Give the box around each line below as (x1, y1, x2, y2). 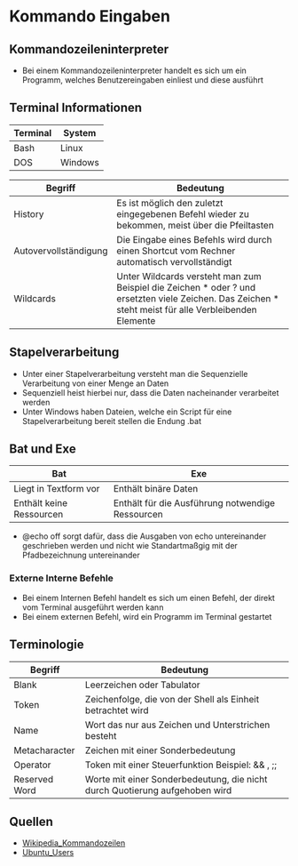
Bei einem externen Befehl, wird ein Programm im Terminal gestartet (21, 611, 272, 621)
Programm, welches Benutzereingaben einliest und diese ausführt (21, 75, 263, 85)
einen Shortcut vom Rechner (116, 245, 236, 257)
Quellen (9, 814, 53, 829)
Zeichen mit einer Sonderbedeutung (84, 744, 236, 757)
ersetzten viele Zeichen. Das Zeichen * (116, 292, 279, 304)
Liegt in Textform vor (13, 483, 100, 495)
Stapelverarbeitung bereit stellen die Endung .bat (21, 415, 202, 426)
